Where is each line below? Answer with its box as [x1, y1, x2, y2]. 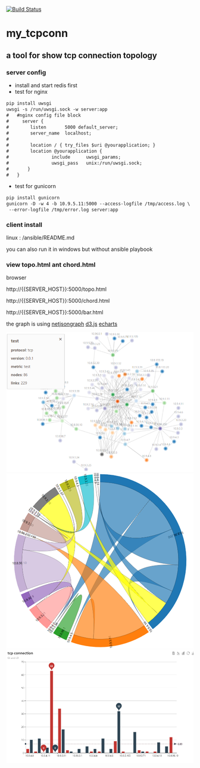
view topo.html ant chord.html [6, 260, 96, 269]
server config [6, 68, 46, 76]
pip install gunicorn [6, 195, 60, 201]
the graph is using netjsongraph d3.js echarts [6, 320, 118, 328]
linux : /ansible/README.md [6, 234, 75, 241]
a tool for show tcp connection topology [6, 50, 158, 60]
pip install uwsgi [6, 100, 52, 106]
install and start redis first [14, 81, 77, 89]
